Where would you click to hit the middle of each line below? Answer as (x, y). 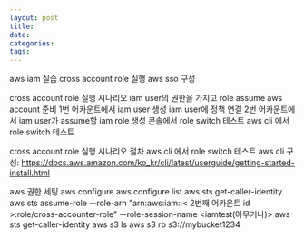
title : (22, 26)
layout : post (34, 18)
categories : (32, 43)
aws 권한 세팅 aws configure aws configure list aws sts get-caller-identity (146, 192)
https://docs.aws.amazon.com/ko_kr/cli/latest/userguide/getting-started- (158, 163)
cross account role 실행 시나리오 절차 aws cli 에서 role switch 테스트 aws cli (147, 152)
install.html (29, 173)
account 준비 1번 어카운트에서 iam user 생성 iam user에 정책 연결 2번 (133, 109)
